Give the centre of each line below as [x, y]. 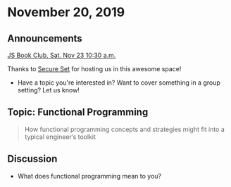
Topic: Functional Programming [78, 113]
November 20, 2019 [66, 12]
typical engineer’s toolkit [60, 137]
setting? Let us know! [48, 90]
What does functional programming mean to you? [89, 176]
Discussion [32, 159]
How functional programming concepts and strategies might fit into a [125, 129]
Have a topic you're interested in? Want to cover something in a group [119, 83]
